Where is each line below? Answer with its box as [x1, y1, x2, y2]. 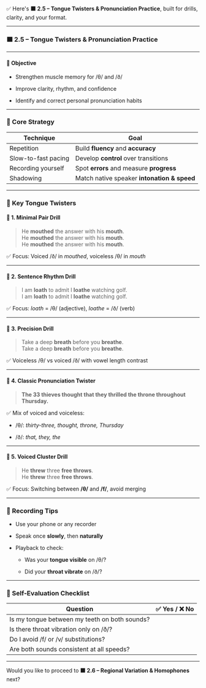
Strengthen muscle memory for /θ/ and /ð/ [15, 73, 123, 80]
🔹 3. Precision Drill [6, 324, 54, 332]
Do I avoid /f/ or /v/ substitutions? [9, 635, 105, 644]
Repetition [9, 143, 39, 152]
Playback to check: [15, 545, 64, 552]
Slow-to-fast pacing [9, 154, 69, 162]
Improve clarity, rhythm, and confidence [15, 85, 117, 92]
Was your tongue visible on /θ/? [24, 556, 107, 564]
